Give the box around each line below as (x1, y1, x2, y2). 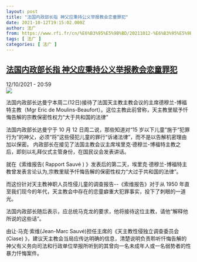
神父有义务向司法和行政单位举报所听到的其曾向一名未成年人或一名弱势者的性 (6, 242, 191, 249)
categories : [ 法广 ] (6, 42, 57, 48)
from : (6, 31, 19, 37)
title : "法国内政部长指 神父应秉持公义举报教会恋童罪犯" (6, 14, 129, 20)
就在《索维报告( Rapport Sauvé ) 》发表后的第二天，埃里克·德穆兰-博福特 (6, 160, 182, 168)
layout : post (6, 8, 38, 15)
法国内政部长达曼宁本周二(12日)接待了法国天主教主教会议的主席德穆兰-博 (6, 98, 182, 106)
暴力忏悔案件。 (6, 250, 42, 257)
